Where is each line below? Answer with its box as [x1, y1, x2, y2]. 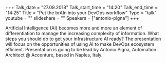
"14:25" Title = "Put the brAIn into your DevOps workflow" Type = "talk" [5, 10, 157, 16]
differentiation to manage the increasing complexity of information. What [5, 30, 159, 36]
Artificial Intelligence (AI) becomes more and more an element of [5, 25, 142, 31]
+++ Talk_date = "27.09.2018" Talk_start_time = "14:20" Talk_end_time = [5, 5, 158, 10]
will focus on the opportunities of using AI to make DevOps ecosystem [5, 41, 154, 47]
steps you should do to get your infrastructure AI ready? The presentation [5, 36, 161, 42]
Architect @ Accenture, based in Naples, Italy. [5, 52, 103, 58]
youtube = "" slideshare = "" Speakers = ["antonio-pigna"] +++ [5, 15, 139, 21]
